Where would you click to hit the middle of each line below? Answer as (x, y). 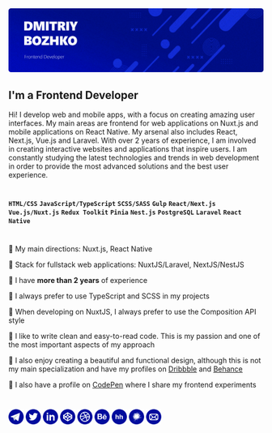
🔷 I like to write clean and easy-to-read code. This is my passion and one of (134, 337)
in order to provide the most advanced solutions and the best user (119, 166)
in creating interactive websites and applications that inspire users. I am (128, 149)
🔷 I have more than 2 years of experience (78, 281)
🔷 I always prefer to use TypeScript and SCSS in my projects (109, 296)
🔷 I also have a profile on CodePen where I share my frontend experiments (132, 385)
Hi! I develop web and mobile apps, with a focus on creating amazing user (132, 115)
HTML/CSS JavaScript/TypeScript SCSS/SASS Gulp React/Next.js (112, 204)
